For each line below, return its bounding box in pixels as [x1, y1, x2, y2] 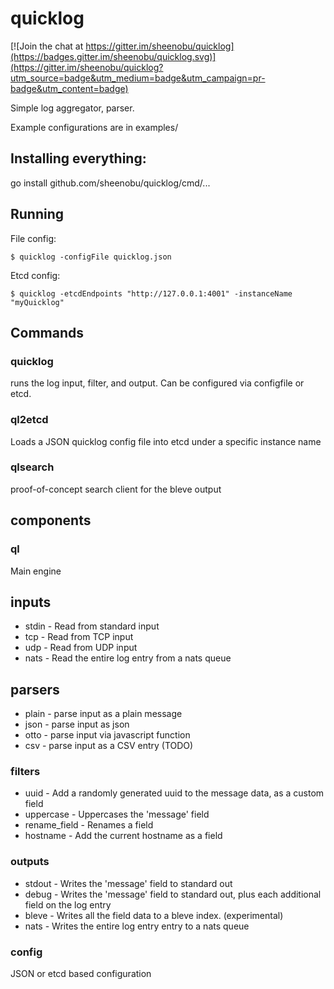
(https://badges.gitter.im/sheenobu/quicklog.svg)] [10, 50, 217, 62]
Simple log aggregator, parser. [10, 102, 135, 114]
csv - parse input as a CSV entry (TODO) [24, 740, 194, 752]
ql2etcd [10, 413, 49, 427]
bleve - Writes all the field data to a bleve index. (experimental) [24, 909, 284, 921]
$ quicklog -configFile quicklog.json [10, 252, 172, 262]
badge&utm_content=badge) [10, 82, 129, 94]
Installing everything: [10, 150, 147, 167]
